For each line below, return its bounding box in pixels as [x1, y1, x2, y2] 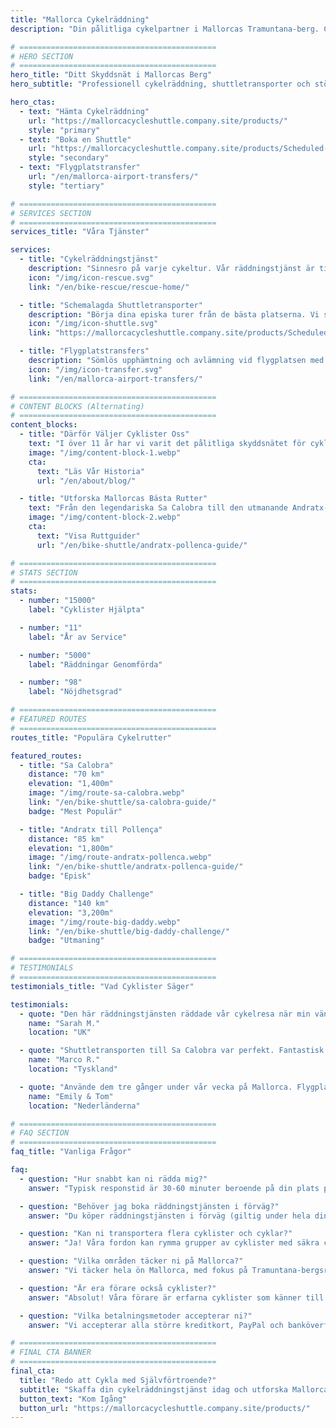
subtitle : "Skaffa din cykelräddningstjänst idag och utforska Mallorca [19, 1384, 329, 1395]
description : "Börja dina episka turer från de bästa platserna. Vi [28, 309, 320, 320]
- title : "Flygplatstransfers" [19, 346, 150, 356]
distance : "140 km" [28, 898, 110, 908]
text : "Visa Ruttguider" [36, 531, 141, 541]
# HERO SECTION [10, 51, 74, 61]
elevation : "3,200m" [28, 907, 114, 918]
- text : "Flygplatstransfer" [19, 162, 141, 173]
